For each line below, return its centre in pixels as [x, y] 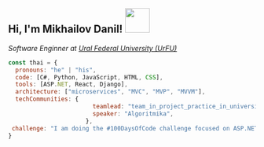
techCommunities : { [47, 99]
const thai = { [33, 62]
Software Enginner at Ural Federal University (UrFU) [93, 48]
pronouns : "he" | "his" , [56, 70]
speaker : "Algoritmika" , [133, 114]
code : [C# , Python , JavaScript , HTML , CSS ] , [89, 77]
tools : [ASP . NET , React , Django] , [71, 85]
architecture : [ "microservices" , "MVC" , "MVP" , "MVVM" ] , [110, 92]
